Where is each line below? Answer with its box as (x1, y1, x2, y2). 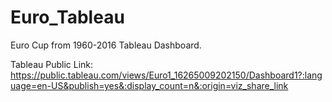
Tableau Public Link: (10, 58, 94, 70)
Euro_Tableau (10, 6, 125, 29)
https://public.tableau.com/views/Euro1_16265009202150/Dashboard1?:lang (10, 69, 323, 81)
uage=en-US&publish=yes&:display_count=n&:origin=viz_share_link (10, 79, 289, 91)
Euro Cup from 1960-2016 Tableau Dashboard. (10, 39, 202, 51)
